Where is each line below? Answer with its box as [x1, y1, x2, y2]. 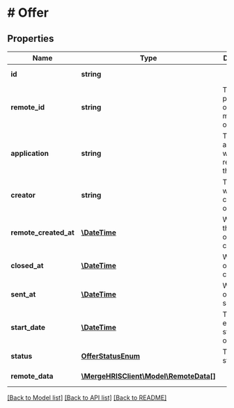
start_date [10, 322, 46, 332]
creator [10, 190, 36, 200]
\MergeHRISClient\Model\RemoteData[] [81, 371, 216, 381]
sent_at [10, 290, 36, 299]
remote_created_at [10, 228, 75, 237]
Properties [7, 33, 54, 45]
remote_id [10, 102, 45, 112]
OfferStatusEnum [81, 352, 141, 361]
